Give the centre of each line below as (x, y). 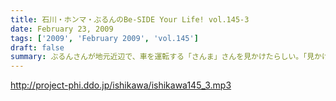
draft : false (37, 47)
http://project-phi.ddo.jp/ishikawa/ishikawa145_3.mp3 (121, 85)
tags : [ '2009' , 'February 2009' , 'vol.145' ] (104, 38)
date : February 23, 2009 (62, 29)
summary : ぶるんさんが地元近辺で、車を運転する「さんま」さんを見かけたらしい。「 (159, 57)
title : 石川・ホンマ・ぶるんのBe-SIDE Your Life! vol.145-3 (130, 19)
